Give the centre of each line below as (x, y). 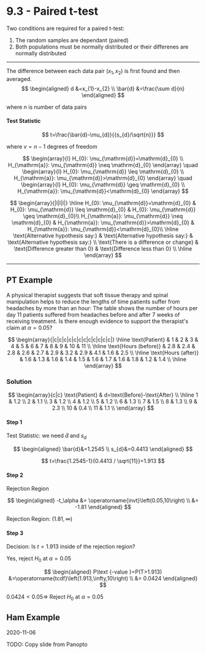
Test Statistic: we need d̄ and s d (47, 436)
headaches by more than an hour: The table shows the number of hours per (102, 308)
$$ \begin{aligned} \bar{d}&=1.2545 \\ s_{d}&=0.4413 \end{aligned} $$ (103, 449)
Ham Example (33, 617)
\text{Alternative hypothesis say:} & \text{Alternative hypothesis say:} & (103, 235)
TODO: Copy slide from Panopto (47, 644)
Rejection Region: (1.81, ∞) (40, 519)
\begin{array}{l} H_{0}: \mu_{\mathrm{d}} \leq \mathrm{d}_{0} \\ (103, 171)
